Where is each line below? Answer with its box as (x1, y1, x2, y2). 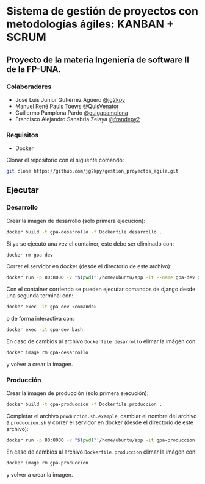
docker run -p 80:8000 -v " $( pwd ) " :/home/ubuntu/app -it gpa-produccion (6, 437, 195, 443)
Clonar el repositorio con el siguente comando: (6, 157, 124, 164)
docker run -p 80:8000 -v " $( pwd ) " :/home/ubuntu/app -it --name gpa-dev (6, 274, 195, 281)
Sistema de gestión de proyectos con (6, 4, 198, 18)
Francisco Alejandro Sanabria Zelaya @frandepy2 (15, 115, 140, 123)
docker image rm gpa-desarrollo (6, 349, 88, 356)
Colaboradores (6, 82, 52, 91)
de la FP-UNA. (6, 64, 61, 74)
